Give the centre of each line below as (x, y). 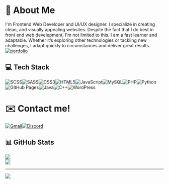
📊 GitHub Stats (30, 143)
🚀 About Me (30, 10)
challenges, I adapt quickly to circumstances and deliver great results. (78, 45)
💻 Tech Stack (27, 67)
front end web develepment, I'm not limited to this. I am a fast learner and (81, 35)
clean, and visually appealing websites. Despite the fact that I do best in (79, 29)
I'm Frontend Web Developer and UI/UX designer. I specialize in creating (80, 24)
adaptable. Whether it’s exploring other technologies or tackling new (76, 40)
